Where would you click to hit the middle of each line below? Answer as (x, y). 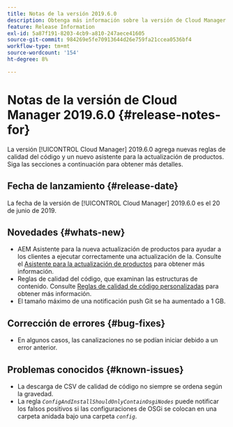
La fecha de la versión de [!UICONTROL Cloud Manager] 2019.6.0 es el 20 (114, 203)
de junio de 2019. (32, 210)
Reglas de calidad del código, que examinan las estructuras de (107, 279)
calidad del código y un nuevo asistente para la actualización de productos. (116, 156)
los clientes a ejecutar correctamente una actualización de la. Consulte (119, 257)
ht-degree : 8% (28, 59)
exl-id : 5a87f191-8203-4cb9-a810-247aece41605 (76, 33)
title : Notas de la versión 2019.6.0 (62, 14)
